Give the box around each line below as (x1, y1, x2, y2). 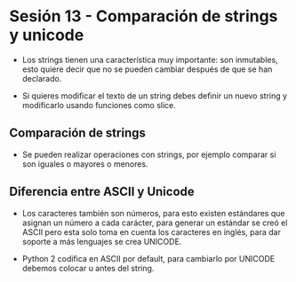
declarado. (21, 73, 62, 83)
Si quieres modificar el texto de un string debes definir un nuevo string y (21, 90, 287, 101)
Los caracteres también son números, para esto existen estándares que (21, 208, 285, 218)
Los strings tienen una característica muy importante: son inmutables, (21, 54, 278, 65)
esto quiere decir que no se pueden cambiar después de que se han (21, 64, 273, 74)
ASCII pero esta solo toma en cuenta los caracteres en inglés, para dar (21, 226, 282, 237)
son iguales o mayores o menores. (21, 158, 148, 169)
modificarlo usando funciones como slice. (21, 99, 176, 110)
